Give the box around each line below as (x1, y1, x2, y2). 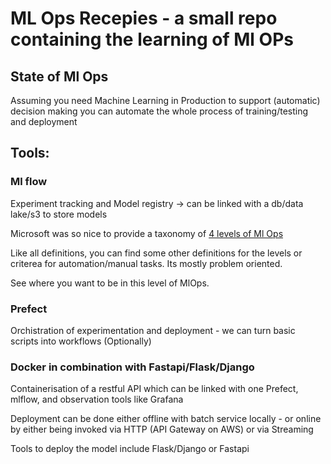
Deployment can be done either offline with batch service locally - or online (10, 413, 322, 425)
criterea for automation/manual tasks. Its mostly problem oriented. (10, 257, 283, 269)
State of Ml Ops (10, 68, 109, 85)
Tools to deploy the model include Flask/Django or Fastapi (10, 443, 250, 455)
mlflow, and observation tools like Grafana (10, 393, 184, 406)
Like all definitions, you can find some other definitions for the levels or (10, 247, 303, 259)
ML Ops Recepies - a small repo (10, 7, 278, 30)
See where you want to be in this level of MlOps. (10, 277, 210, 289)
